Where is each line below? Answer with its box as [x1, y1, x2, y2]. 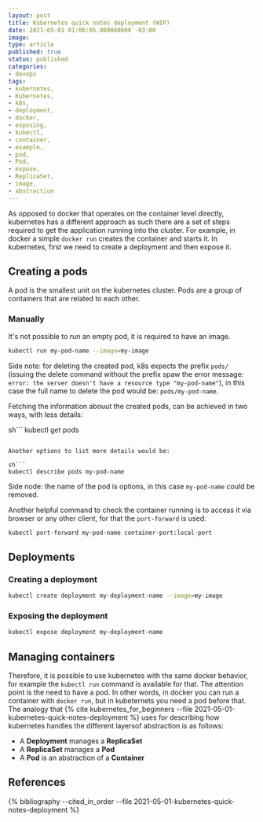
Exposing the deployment [8, 610, 108, 621]
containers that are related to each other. [8, 294, 141, 304]
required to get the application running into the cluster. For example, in [8, 225, 236, 234]
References [8, 776, 66, 789]
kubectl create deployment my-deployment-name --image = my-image [8, 592, 223, 600]
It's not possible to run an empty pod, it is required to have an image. [8, 331, 231, 341]
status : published [8, 56, 68, 64]
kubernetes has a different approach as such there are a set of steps [8, 217, 230, 227]
